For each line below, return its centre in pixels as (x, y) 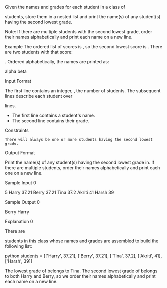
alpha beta (16, 71)
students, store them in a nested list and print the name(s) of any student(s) (83, 17)
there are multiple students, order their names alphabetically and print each (83, 168)
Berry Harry (17, 212)
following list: (19, 246)
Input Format (18, 81)
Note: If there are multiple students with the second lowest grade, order (79, 32)
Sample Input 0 (21, 183)
